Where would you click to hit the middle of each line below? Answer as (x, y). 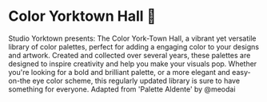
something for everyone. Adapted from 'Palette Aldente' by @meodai (122, 89)
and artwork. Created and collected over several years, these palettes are (130, 55)
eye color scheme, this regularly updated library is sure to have (136, 80)
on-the (20, 80)
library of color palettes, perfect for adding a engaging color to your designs (134, 46)
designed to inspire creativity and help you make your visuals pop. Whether (133, 64)
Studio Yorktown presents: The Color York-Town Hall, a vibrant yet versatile (132, 38)
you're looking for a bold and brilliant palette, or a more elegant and (119, 72)
